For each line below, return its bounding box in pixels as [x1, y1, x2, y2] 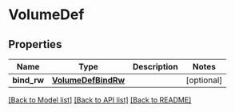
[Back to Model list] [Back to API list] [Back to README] [8, 95, 192, 105]
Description [132, 62, 178, 72]
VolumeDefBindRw [51, 74, 125, 86]
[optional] [185, 74, 223, 86]
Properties [8, 38, 62, 51]
